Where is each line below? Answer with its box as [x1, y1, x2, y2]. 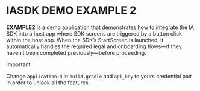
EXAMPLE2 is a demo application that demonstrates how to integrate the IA [6, 24, 195, 31]
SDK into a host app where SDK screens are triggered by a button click [6, 30, 183, 37]
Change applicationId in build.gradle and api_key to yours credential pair [6, 72, 192, 80]
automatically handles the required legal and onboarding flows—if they [6, 43, 182, 50]
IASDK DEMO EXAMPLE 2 [6, 4, 137, 17]
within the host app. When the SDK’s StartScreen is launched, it [6, 36, 164, 43]
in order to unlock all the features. [6, 79, 90, 86]
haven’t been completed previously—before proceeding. [6, 49, 146, 56]
